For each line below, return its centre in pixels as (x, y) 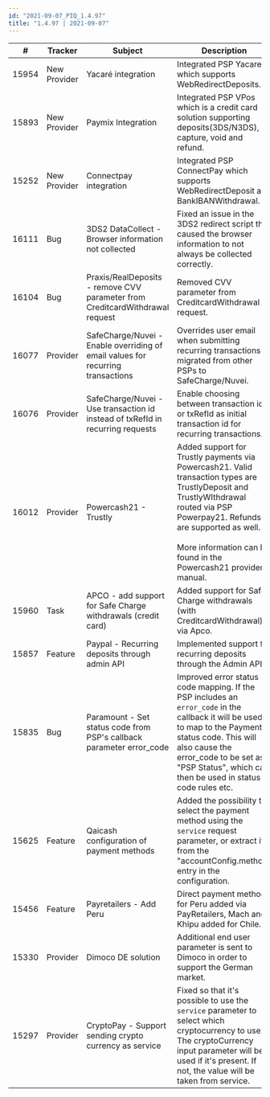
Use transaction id (121, 408)
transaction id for (209, 424)
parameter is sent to (215, 947)
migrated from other (215, 360)
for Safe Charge (116, 605)
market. (191, 977)
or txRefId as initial (212, 413)
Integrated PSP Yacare (219, 63)
